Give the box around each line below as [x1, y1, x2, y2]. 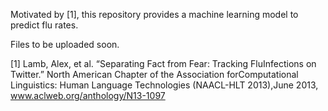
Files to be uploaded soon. [10, 39, 120, 50]
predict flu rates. [10, 19, 79, 31]
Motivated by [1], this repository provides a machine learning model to [10, 9, 299, 20]
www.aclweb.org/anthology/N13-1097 [10, 90, 166, 101]
